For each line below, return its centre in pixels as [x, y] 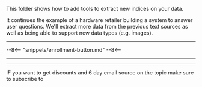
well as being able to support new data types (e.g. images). [80, 33]
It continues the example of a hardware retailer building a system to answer [99, 20]
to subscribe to [25, 79]
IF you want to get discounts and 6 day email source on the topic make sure [100, 73]
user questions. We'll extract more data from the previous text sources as [97, 27]
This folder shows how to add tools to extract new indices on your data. [95, 9]
